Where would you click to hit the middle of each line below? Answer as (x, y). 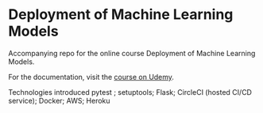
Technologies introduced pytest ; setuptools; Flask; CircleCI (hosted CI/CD (130, 92)
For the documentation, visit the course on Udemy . (91, 77)
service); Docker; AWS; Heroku (59, 100)
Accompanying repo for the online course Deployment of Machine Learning (132, 53)
